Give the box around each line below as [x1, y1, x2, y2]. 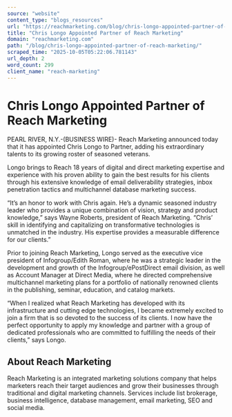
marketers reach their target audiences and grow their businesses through [7, 382, 219, 390]
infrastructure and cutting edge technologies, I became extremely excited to [7, 306, 224, 315]
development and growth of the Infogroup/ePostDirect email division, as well [7, 263, 225, 272]
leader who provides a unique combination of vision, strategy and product [7, 206, 217, 214]
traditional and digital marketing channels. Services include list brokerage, [7, 389, 217, 398]
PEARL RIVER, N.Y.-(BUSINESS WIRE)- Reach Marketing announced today [7, 136, 219, 144]
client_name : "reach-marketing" [7, 68, 100, 75]
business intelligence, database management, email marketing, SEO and [7, 396, 213, 405]
